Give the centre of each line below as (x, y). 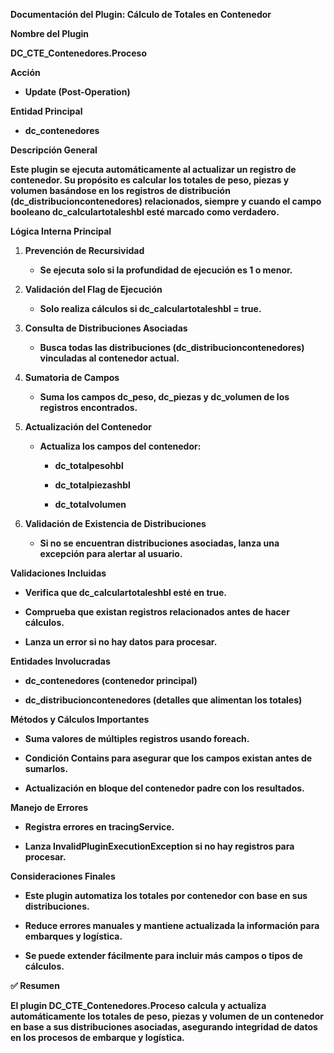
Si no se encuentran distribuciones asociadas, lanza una (159, 543)
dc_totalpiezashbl (92, 485)
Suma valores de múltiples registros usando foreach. (137, 738)
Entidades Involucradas (60, 661)
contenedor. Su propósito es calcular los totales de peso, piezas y (150, 180)
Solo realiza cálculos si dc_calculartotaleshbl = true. (150, 308)
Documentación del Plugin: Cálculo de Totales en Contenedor (141, 14)
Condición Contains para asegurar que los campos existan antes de (168, 758)
